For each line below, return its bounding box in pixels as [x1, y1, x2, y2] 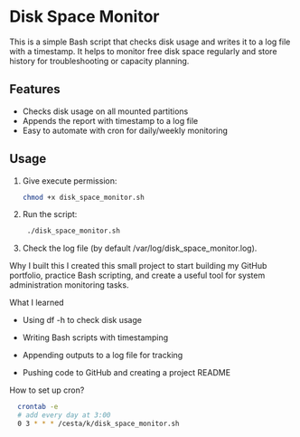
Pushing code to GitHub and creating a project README [22, 367, 231, 378]
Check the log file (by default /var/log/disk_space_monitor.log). [22, 242, 258, 254]
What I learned [9, 297, 65, 309]
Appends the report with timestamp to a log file [22, 115, 199, 126]
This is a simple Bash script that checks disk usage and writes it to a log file [9, 36, 291, 47]
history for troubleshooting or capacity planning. [9, 55, 190, 66]
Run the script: [22, 209, 78, 220]
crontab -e [17, 403, 59, 412]
